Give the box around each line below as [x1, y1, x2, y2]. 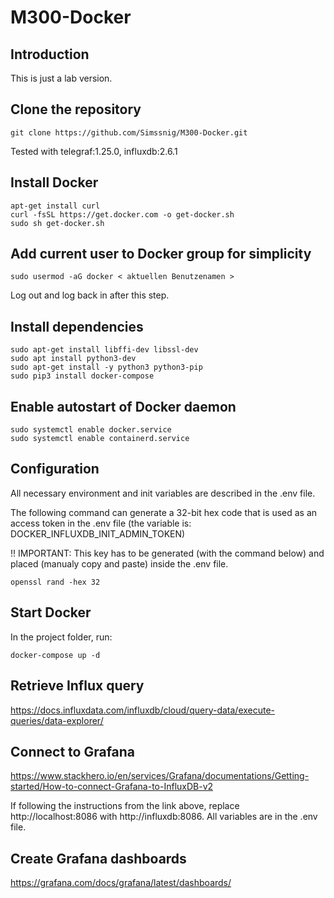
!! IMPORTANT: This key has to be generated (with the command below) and [10, 547, 325, 559]
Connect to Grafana [10, 743, 136, 760]
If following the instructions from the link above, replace [10, 800, 240, 812]
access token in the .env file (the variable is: [10, 517, 192, 529]
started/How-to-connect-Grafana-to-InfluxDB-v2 [10, 781, 214, 793]
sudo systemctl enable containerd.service [10, 434, 190, 444]
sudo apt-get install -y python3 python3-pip [10, 362, 203, 373]
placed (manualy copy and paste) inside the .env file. [10, 557, 229, 570]
